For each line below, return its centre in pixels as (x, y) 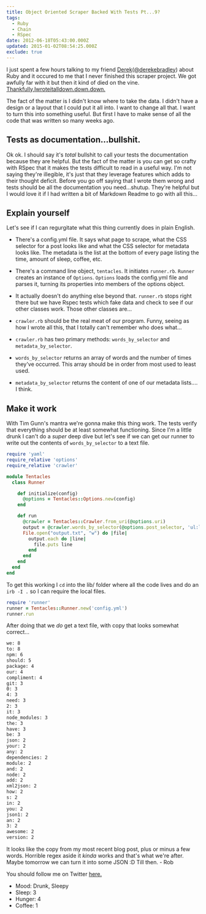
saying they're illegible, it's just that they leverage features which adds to (98, 174)
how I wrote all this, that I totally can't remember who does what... (98, 327)
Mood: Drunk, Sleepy (42, 886)
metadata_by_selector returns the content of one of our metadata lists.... (106, 383)
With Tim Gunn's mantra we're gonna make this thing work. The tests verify (102, 424)
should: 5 (19, 660)
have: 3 (16, 729)
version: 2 (20, 838)
